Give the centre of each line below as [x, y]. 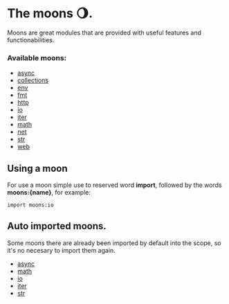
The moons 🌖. [50, 14]
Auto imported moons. [57, 226]
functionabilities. [31, 39]
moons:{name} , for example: [49, 193]
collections [33, 80]
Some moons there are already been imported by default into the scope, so [114, 243]
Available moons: [37, 57]
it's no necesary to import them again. [61, 250]
